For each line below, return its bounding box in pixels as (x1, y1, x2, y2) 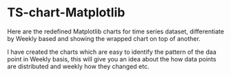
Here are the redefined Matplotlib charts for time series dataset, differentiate (7, 27, 224, 35)
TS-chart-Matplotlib (7, 5, 125, 20)
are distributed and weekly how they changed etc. (7, 62, 150, 70)
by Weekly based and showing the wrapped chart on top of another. (7, 34, 201, 42)
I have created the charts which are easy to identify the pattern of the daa (7, 48, 217, 56)
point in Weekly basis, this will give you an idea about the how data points (7, 55, 217, 63)
